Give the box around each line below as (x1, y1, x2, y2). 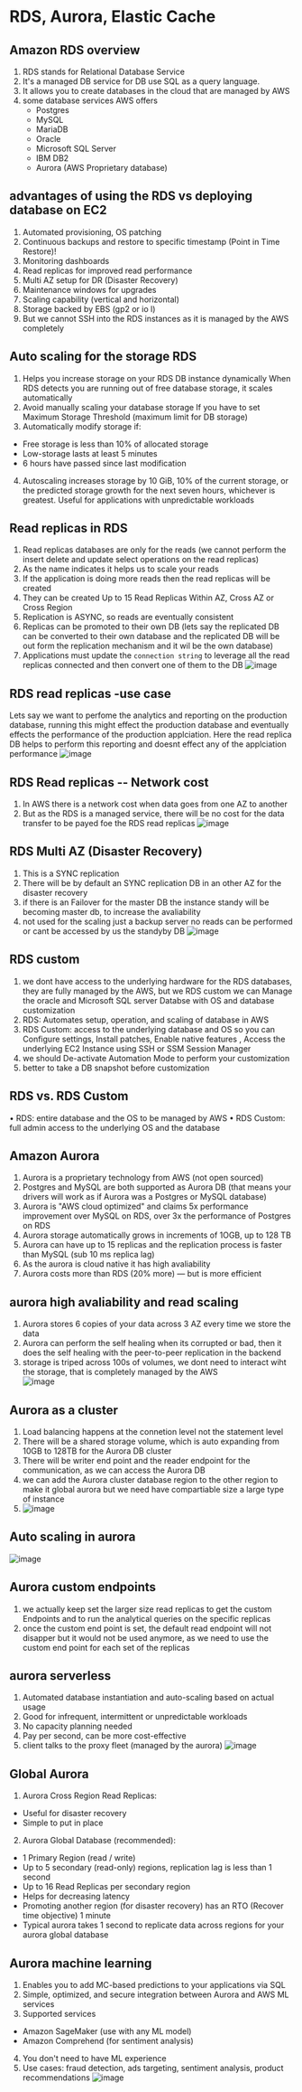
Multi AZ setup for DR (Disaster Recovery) (22, 274, 178, 286)
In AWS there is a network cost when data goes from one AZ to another (22, 798, 288, 810)
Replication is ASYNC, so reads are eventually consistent (22, 612, 234, 623)
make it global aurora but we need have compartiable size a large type (22, 1484, 284, 1494)
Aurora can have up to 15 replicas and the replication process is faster (22, 1239, 282, 1250)
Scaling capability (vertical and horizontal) (22, 294, 180, 305)
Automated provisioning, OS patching (22, 226, 162, 237)
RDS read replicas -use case (9, 685, 171, 702)
